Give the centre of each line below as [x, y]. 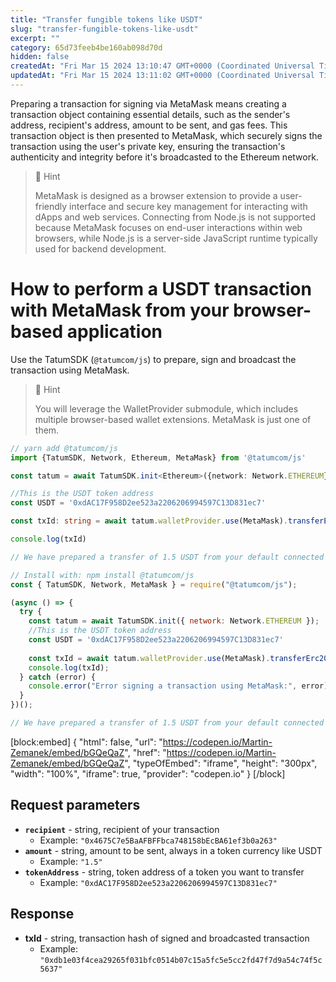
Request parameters [75, 805]
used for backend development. [100, 248]
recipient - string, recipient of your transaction [122, 829]
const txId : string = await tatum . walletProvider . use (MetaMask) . [149, 521]
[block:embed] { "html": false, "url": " [86, 742]
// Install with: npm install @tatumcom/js [102, 575]
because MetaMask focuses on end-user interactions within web [168, 227]
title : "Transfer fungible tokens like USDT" [106, 19]
